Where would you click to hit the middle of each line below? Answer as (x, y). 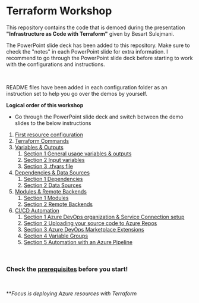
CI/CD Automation (37, 210)
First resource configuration (49, 135)
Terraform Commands (42, 140)
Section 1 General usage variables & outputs (78, 154)
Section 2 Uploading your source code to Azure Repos (90, 223)
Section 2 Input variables (54, 160)
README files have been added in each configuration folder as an (87, 87)
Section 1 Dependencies (53, 179)
